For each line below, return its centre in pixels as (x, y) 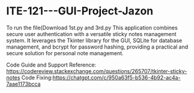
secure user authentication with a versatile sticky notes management (91, 34)
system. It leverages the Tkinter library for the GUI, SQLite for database (94, 40)
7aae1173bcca (23, 84)
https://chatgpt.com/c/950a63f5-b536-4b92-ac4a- (117, 77)
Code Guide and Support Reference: (51, 65)
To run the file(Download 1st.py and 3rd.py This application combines (92, 28)
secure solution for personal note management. (65, 53)
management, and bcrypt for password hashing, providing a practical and (97, 47)
